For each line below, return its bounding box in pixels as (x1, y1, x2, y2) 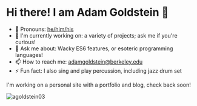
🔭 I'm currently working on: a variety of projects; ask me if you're (15, 31, 178, 39)
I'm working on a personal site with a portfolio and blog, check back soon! (6, 81, 191, 88)
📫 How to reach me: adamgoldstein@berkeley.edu (15, 58, 143, 65)
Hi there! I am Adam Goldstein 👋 (6, 5, 169, 19)
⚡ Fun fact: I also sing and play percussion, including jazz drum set (15, 67, 182, 75)
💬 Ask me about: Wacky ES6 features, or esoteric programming (15, 45, 173, 52)
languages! (15, 51, 44, 58)
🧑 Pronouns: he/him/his (15, 25, 74, 33)
